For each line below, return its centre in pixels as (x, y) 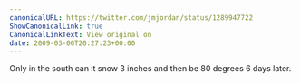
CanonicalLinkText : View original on (81, 34)
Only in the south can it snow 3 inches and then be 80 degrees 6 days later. (150, 69)
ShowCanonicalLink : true (56, 26)
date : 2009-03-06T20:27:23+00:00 (73, 43)
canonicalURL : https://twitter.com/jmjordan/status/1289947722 (131, 18)
